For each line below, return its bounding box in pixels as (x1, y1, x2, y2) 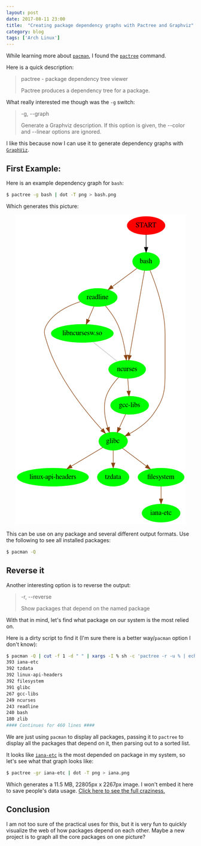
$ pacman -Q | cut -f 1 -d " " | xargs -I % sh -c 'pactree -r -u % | (6, 653, 186, 659)
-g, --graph (20, 110, 50, 117)
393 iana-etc (6, 659, 39, 665)
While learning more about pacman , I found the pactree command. (6, 52, 166, 59)
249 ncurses (6, 697, 36, 703)
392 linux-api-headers (6, 672, 63, 678)
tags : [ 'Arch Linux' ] (6, 35, 60, 41)
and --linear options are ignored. (20, 128, 102, 135)
